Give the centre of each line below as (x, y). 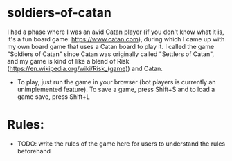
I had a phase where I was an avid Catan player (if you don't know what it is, (116, 32)
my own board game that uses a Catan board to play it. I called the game (111, 46)
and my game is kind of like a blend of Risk (68, 61)
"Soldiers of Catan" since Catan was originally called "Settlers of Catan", (111, 54)
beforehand (34, 151)
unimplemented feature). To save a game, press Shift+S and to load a (116, 89)
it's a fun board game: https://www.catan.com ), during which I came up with (116, 39)
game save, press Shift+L (53, 96)
